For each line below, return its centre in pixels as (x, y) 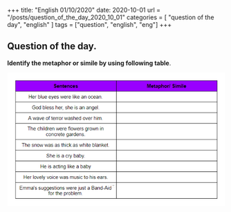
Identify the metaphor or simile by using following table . (89, 63)
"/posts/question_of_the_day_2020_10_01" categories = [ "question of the (111, 17)
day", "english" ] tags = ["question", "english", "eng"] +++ (89, 25)
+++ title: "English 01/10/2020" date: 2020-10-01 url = (84, 10)
